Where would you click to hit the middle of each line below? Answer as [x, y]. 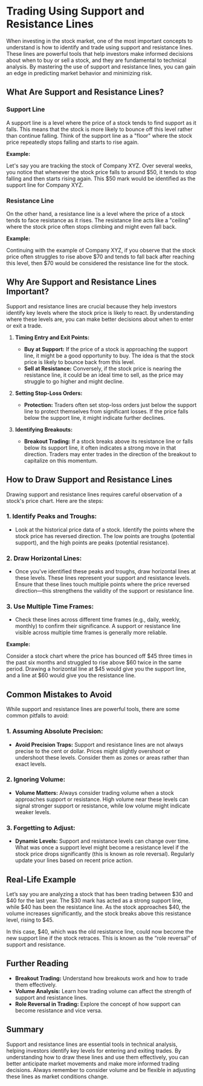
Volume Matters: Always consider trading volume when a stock [94, 792]
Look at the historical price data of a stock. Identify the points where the [105, 530]
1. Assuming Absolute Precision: [55, 731]
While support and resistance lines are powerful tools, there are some [93, 709]
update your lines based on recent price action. [74, 860]
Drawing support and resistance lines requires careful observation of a [94, 494]
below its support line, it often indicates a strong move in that [100, 448]
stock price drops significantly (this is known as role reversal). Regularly [105, 854]
